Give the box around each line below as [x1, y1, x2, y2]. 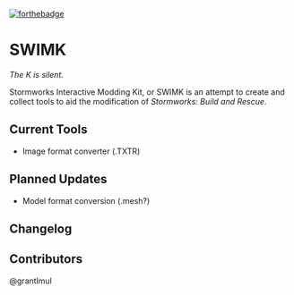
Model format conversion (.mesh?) [22, 195, 151, 206]
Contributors [9, 251, 83, 267]
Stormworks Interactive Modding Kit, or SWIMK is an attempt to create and [9, 86, 285, 97]
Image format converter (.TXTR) [22, 146, 141, 156]
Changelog [9, 221, 73, 236]
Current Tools [9, 122, 88, 138]
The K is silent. [9, 69, 65, 80]
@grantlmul [9, 275, 52, 286]
